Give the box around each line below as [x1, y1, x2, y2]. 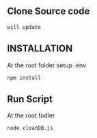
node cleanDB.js [7, 125, 53, 132]
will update [7, 23, 41, 30]
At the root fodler [7, 111, 55, 119]
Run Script [7, 93, 53, 105]
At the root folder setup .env [7, 61, 87, 69]
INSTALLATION [7, 43, 73, 54]
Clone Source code [7, 5, 90, 17]
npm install [7, 74, 41, 81]
